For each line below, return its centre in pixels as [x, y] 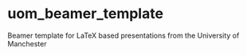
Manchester [27, 43]
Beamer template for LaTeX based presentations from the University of [123, 35]
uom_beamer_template [86, 14]
